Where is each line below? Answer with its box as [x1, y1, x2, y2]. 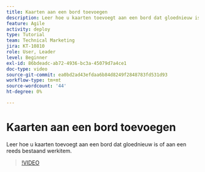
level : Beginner [6, 54, 48, 61]
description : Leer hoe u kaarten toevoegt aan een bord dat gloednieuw [6, 15, 192, 21]
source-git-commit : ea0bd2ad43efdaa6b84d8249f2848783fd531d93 [6, 72, 168, 78]
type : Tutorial [6, 32, 45, 38]
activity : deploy [6, 26, 51, 32]
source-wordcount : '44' [6, 83, 67, 89]
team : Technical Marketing [6, 37, 75, 43]
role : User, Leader [6, 49, 56, 55]
